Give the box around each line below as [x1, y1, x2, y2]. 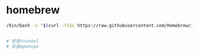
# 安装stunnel [6, 38, 39, 44]
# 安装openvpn [6, 43, 39, 49]
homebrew [6, 3, 60, 17]
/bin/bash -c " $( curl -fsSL [6, 23, 75, 28]
